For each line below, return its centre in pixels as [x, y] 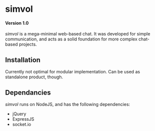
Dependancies [28, 92]
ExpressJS [23, 119]
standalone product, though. [34, 77]
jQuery [19, 114]
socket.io [22, 125]
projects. [28, 44]
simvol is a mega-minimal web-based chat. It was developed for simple [78, 34]
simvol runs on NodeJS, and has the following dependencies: [68, 104]
